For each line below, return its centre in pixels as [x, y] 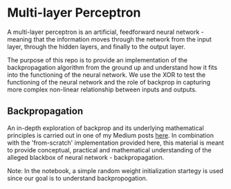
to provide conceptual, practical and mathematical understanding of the [110, 150]
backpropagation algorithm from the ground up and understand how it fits [112, 67]
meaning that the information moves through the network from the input [110, 39]
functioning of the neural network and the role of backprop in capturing [109, 82]
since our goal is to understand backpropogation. [77, 178]
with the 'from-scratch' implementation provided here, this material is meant [116, 143]
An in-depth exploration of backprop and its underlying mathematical [105, 128]
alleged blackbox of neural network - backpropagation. [86, 157]
